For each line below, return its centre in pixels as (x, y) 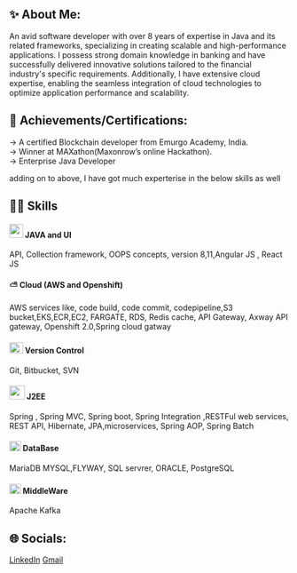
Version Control (55, 351)
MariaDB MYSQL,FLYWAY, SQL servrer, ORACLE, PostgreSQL (122, 468)
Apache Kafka (35, 511)
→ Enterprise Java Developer (63, 161)
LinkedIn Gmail (36, 560)
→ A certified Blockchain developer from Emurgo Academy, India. (129, 142)
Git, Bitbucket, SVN (44, 370)
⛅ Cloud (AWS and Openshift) (66, 284)
